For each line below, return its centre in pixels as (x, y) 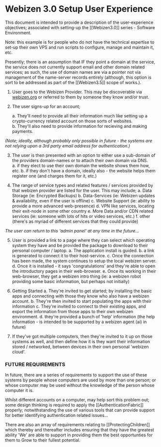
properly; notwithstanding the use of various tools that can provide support (80, 410)
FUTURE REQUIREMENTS (35, 364)
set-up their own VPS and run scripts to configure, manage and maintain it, (80, 47)
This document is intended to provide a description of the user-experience (79, 22)
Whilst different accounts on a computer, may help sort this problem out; (77, 400)
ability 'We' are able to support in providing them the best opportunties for (79, 435)
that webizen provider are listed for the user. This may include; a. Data (82, 190)
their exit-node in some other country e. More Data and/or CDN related (83, 211)
